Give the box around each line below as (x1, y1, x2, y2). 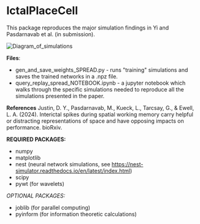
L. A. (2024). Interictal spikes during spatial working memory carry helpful (6, 110, 193, 118)
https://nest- (111, 160, 144, 168)
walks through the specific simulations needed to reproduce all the (15, 85, 184, 93)
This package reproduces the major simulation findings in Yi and (6, 24, 169, 31)
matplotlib (15, 154, 41, 161)
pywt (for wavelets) (15, 180, 64, 187)
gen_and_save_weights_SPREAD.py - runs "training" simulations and (15, 66, 188, 74)
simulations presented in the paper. (15, 92, 105, 99)
